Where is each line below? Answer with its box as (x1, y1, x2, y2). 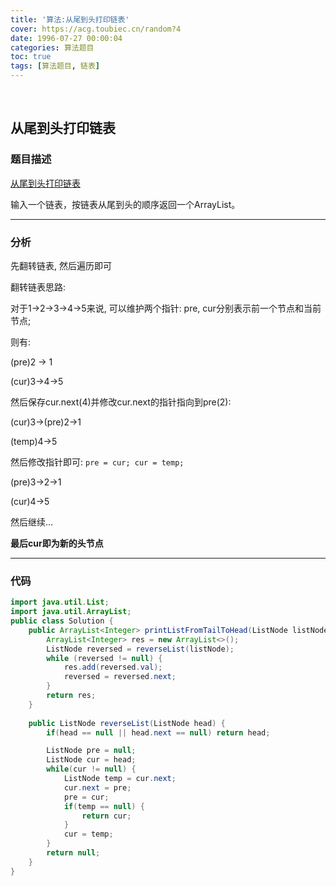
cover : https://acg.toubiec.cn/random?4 (10, 24, 182, 34)
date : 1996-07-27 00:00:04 (10, 33, 123, 43)
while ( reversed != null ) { (46, 653, 163, 663)
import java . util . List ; (10, 597, 110, 608)
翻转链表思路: (10, 281, 67, 293)
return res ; (46, 691, 97, 701)
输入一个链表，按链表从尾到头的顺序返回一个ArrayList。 (10, 198, 241, 210)
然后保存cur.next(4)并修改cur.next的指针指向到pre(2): (10, 396, 232, 408)
